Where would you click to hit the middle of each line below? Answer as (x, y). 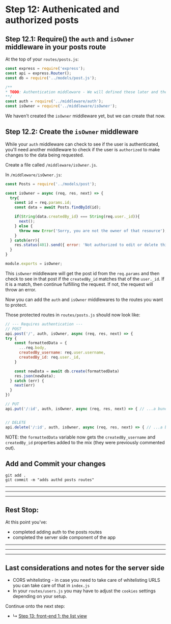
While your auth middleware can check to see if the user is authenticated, (82, 144)
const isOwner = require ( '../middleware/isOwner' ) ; (61, 106)
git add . (16, 476)
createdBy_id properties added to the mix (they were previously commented (85, 442)
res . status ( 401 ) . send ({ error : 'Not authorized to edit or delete (86, 245)
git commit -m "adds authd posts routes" (50, 480)
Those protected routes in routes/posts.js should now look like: (73, 315)
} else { (24, 226)
